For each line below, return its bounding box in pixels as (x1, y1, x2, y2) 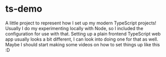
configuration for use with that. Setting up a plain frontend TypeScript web (5, 31, 161, 37)
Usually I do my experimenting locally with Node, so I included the (5, 25, 144, 31)
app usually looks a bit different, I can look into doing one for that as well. (5, 36, 158, 42)
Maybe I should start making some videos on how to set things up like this (5, 41, 160, 47)
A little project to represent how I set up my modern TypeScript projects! (5, 20, 156, 26)
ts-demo (5, 3, 42, 15)
